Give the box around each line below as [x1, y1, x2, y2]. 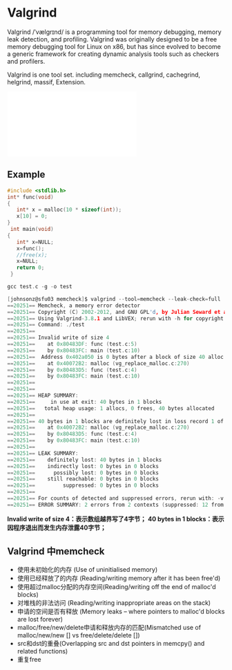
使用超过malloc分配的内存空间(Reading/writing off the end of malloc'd [17, 582, 216, 590]
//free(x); [16, 251, 48, 259]
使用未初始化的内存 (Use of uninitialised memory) [17, 565, 158, 573]
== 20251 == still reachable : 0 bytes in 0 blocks [7, 476, 159, 483]
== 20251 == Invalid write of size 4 [7, 334, 110, 342]
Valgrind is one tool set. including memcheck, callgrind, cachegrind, [7, 71, 201, 79]
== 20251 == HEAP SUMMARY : [7, 392, 79, 399]
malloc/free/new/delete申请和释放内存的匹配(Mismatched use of [17, 623, 202, 631]
